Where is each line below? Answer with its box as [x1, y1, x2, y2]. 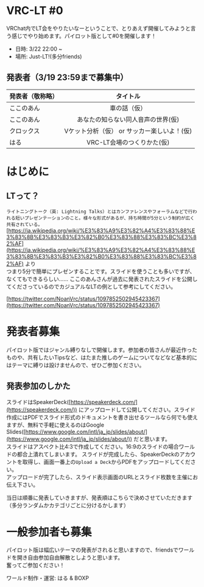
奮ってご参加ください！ [6, 561, 65, 569]
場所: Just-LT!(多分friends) [15, 52, 82, 60]
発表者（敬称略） [9, 92, 59, 101]
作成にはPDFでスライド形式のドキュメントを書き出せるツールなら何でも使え [6, 413, 199, 421]
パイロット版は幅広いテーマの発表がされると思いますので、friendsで [6, 546, 178, 553]
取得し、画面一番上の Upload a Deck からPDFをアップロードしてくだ [22, 458, 191, 465]
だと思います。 [133, 435, 171, 443]
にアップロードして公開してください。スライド [78, 406, 196, 413]
